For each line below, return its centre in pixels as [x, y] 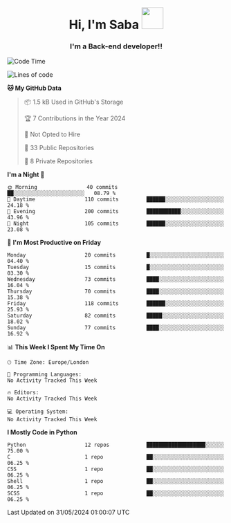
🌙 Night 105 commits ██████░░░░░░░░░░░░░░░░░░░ [116, 224]
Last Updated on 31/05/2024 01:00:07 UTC [68, 513]
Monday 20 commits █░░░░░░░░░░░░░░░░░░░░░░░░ [116, 255]
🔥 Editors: [23, 393]
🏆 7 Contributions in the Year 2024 [75, 118]
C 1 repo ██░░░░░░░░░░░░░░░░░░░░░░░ [116, 457]
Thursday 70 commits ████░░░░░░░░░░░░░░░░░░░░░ [116, 292]
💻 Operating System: [38, 412]
